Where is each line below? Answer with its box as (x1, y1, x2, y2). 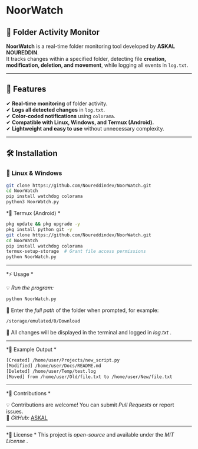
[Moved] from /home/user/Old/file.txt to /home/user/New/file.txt (6, 373, 173, 380)
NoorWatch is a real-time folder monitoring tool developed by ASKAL (6, 43, 176, 50)
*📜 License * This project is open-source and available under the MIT (6, 431, 174, 438)
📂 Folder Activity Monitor (6, 27, 100, 37)
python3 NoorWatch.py (6, 199, 60, 205)
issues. (6, 408, 24, 415)
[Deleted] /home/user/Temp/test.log (6, 368, 96, 374)
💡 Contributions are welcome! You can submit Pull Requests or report (6, 401, 174, 408)
